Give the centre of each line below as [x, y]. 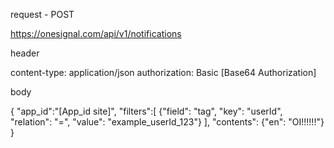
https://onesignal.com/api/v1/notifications [96, 33]
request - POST [42, 14]
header [25, 53]
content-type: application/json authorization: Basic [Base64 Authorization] [163, 72]
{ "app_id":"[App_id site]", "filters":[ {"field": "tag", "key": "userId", [146, 111]
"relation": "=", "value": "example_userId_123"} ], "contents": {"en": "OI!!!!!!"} [167, 122]
